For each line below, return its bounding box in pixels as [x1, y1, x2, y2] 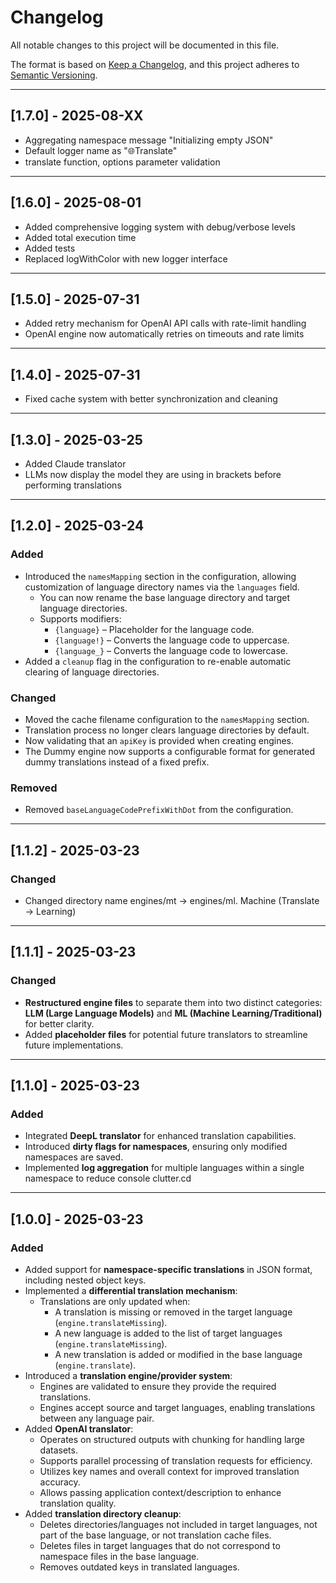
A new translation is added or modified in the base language [54, 1349, 303, 1361]
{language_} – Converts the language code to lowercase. [54, 644, 288, 656]
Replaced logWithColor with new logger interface [24, 252, 228, 265]
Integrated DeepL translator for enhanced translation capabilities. [24, 1130, 297, 1142]
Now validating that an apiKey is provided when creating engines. [24, 734, 295, 746]
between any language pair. [39, 1412, 155, 1425]
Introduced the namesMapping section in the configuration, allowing [24, 570, 297, 582]
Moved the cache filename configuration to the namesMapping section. [24, 713, 310, 725]
